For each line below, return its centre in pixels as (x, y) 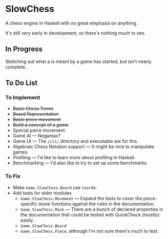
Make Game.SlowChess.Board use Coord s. (55, 187)
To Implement (23, 98)
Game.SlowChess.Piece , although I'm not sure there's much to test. (89, 231)
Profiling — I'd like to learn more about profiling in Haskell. (74, 158)
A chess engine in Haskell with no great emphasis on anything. (71, 23)
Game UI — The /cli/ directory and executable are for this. (75, 141)
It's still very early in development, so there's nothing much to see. (76, 33)
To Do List (22, 83)
